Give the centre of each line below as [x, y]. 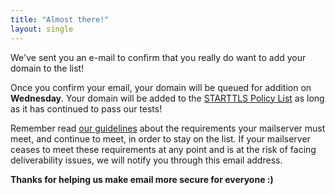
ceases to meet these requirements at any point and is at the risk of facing [163, 149]
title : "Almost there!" [60, 19]
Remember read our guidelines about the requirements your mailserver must [168, 128]
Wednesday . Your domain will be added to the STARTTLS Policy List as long [167, 98]
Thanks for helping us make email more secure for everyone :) [142, 179]
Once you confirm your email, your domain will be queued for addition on [161, 87]
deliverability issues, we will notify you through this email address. [146, 160]
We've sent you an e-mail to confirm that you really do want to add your [158, 57]
